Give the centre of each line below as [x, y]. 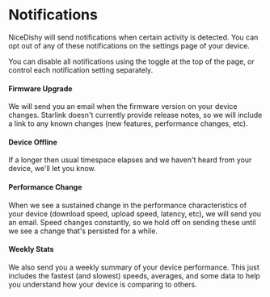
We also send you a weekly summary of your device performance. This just [134, 267]
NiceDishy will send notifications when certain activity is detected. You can [133, 37]
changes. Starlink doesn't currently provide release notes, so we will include [135, 115]
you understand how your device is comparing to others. [103, 284]
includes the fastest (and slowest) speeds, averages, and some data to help [134, 275]
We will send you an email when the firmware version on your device [123, 107]
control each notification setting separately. [81, 69]
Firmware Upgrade [40, 88]
